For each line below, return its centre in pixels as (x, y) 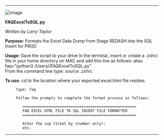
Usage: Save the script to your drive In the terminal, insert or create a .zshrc (82, 56)
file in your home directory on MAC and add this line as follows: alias (74, 61)
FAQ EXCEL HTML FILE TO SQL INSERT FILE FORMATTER (75, 111)
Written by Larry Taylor (29, 31)
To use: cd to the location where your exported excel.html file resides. (76, 80)
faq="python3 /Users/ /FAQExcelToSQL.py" (48, 66)
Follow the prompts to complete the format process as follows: (83, 98)
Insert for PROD (21, 46)
